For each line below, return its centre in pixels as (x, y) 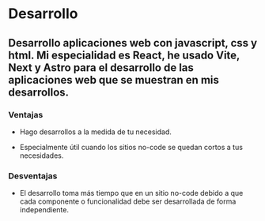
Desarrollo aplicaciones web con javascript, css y (133, 43)
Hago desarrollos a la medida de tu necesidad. (96, 132)
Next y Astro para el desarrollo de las (101, 67)
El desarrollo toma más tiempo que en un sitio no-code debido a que (131, 193)
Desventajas (33, 176)
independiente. (44, 210)
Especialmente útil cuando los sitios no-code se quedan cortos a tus (131, 147)
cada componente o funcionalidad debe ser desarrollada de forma (128, 201)
